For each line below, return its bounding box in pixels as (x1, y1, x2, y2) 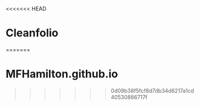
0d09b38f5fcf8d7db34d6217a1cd (111, 87, 195, 94)
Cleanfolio (5, 26, 59, 40)
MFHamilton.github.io (5, 67, 118, 81)
